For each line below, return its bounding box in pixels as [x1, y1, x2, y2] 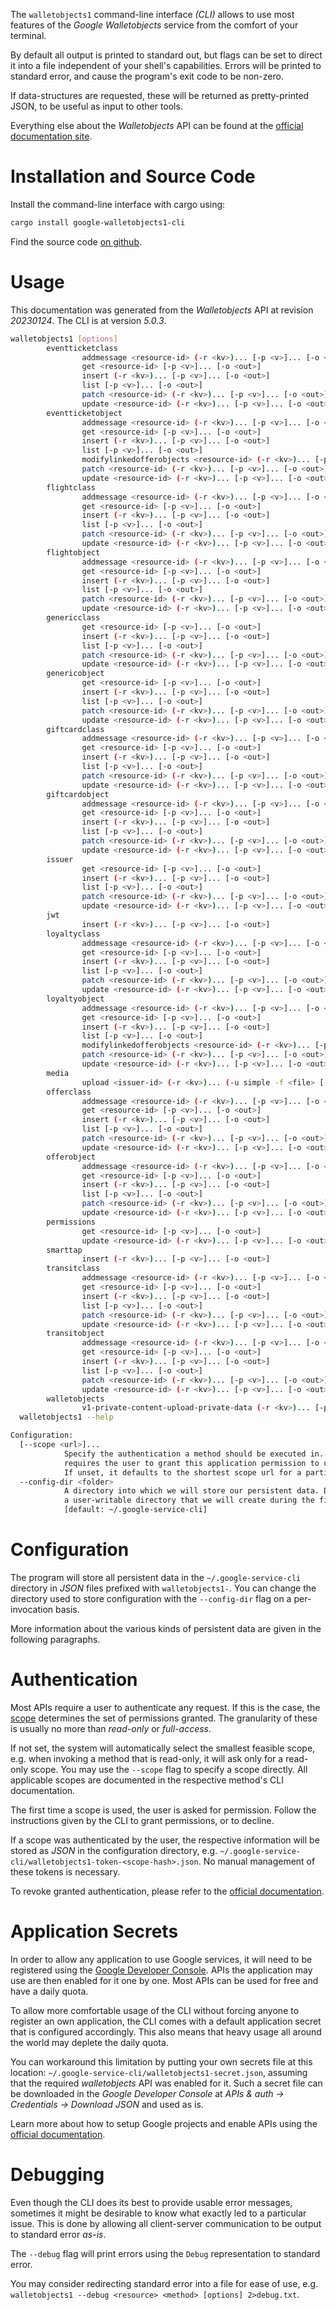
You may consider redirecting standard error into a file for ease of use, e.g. [10, 2277, 319, 2289]
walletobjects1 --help [19, 1412, 114, 1423]
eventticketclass [46, 343, 118, 353]
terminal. [10, 30, 47, 41]
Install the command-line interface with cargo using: [10, 198, 226, 210]
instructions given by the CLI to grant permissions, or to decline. [10, 1814, 275, 1826]
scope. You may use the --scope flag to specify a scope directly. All [29, 1763, 308, 1775]
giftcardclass [46, 724, 105, 734]
